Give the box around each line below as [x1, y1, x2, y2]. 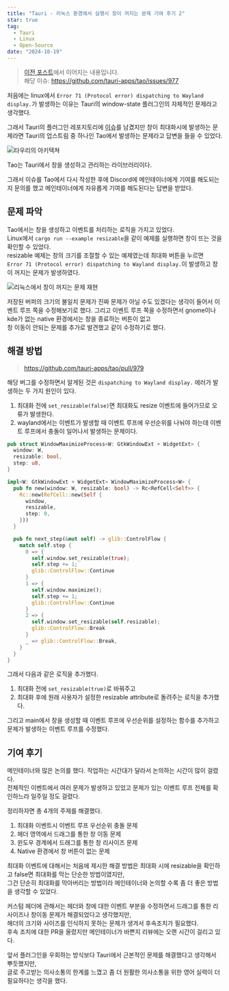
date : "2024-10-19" [7, 49, 63, 56]
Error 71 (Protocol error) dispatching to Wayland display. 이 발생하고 [7, 259, 211, 268]
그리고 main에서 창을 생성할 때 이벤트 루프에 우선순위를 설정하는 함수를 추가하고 [7, 716, 220, 725]
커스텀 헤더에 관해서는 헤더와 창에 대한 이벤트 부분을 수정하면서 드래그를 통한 [7, 902, 212, 910]
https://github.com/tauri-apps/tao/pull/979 [23, 364, 144, 372]
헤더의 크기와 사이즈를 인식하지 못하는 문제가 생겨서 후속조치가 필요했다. [7, 919, 199, 927]
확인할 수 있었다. [7, 242, 51, 250]
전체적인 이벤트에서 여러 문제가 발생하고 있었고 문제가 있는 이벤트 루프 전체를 [7, 784, 212, 792]
